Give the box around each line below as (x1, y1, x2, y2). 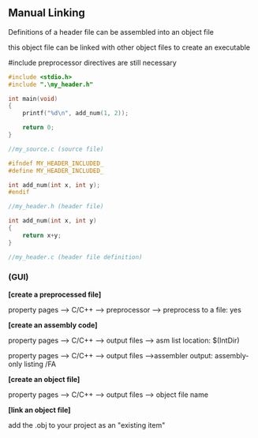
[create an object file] (8, 374, 80, 384)
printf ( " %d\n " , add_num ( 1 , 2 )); (22, 110, 129, 118)
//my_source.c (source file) (8, 145, 104, 153)
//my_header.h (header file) (8, 203, 104, 211)
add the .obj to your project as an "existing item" (8, 420, 166, 429)
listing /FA (23, 359, 57, 369)
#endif (8, 189, 30, 197)
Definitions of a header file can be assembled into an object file (8, 27, 215, 36)
